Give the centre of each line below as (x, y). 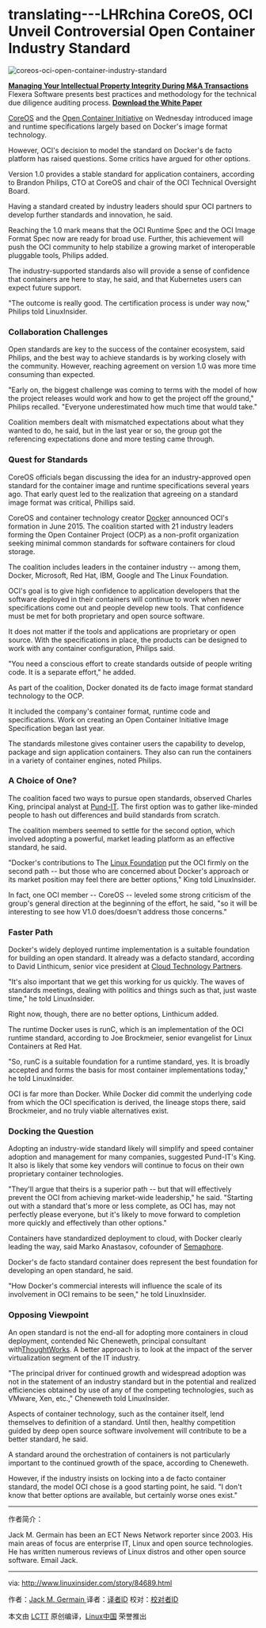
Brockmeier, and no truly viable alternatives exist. (89, 1111)
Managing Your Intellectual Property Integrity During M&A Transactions (129, 86)
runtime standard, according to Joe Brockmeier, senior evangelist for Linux (130, 1038)
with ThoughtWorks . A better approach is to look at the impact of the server (131, 1349)
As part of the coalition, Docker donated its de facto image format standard (131, 687)
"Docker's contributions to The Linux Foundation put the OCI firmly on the (129, 862)
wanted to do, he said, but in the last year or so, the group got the (115, 431)
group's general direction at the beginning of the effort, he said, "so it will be (133, 903)
